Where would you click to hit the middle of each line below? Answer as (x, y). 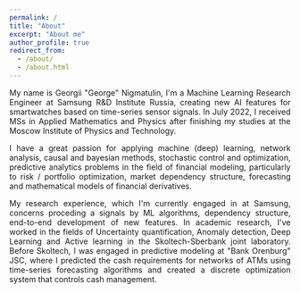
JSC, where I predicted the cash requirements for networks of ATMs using (150, 260)
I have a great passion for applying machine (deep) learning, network (150, 147)
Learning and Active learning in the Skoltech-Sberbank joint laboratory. (150, 241)
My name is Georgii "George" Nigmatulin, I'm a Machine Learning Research (150, 92)
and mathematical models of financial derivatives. (100, 186)
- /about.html (43, 68)
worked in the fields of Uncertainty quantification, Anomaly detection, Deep (150, 231)
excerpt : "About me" (48, 34)
